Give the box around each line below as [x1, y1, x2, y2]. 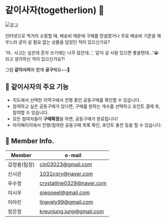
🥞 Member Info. [5, 137, 54, 145]
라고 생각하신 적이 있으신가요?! [5, 56, 65, 62]
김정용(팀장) [7, 161, 35, 168]
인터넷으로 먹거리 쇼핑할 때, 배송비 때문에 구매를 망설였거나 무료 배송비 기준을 [5, 33, 156, 39]
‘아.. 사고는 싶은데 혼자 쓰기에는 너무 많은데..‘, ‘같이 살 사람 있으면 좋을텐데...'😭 [5, 50, 159, 56]
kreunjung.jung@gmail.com [39, 207, 104, 214]
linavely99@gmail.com [39, 198, 93, 205]
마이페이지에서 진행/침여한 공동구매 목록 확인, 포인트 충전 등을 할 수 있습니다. [12, 122, 162, 128]
